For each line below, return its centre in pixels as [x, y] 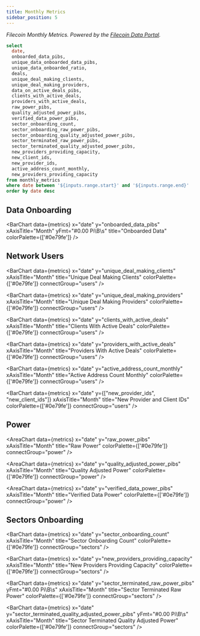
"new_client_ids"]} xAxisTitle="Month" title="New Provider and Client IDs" [98, 399]
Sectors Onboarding [45, 519]
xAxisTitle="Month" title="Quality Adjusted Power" [69, 470]
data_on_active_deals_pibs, [47, 90]
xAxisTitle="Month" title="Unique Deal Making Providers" [77, 301]
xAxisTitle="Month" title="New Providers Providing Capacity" [82, 565]
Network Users [35, 256]
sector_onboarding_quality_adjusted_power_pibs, [74, 135]
